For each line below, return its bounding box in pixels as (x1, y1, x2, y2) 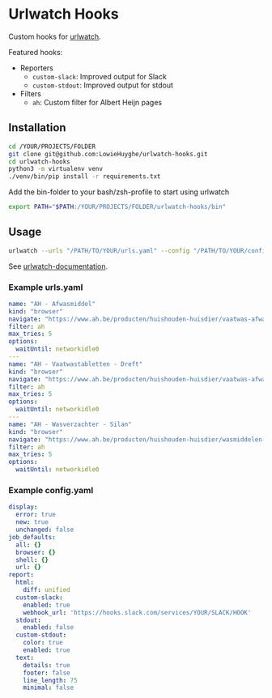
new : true (15, 518, 49, 526)
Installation (8, 121, 66, 134)
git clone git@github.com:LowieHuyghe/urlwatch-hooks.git (8, 150, 208, 158)
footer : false (23, 669, 70, 677)
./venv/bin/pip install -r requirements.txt (8, 172, 161, 181)
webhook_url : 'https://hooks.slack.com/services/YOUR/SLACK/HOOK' (23, 608, 252, 616)
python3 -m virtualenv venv (8, 165, 104, 173)
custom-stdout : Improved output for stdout (32, 80, 174, 90)
